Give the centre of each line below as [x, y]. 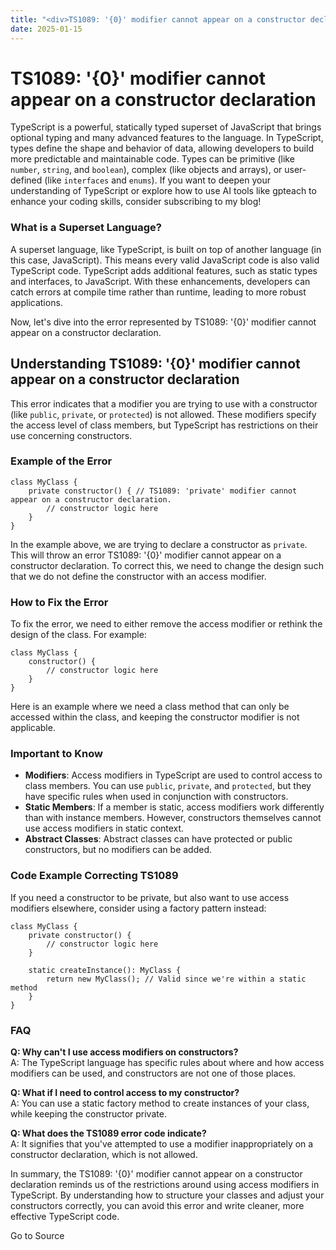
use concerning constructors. [71, 435]
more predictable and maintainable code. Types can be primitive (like [152, 159]
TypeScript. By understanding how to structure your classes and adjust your [167, 1195]
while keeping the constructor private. [88, 1114]
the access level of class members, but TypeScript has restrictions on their [164, 425]
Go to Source [37, 1236]
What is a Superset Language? [86, 228]
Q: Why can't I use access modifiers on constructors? [124, 1052]
